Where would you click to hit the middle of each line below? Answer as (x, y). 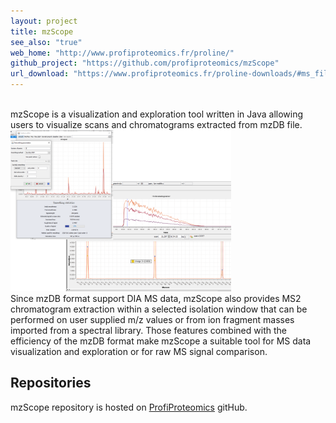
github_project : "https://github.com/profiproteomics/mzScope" (145, 63)
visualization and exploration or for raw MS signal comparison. (139, 351)
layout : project (44, 21)
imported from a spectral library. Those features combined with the (148, 330)
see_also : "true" (46, 42)
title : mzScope (42, 31)
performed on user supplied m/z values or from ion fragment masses (152, 319)
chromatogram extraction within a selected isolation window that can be (159, 309)
